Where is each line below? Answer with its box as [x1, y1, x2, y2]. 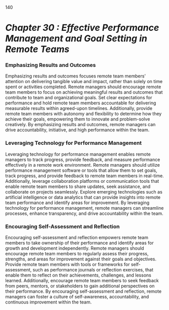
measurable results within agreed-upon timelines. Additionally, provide [5, 105, 153, 111]
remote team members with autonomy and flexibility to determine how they [5, 111, 162, 117]
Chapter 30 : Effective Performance [5, 22, 159, 33]
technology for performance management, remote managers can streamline [5, 205, 164, 211]
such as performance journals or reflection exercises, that [32, 267, 153, 273]
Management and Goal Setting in [5, 33, 148, 45]
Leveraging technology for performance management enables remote [5, 151, 151, 157]
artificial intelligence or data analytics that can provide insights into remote [5, 194, 161, 200]
